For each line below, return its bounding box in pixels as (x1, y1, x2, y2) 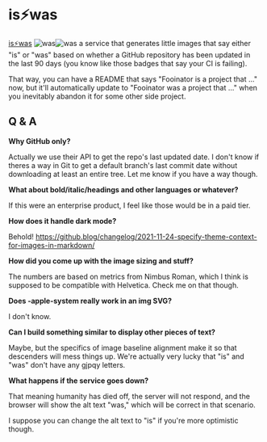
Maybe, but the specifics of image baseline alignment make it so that (8, 343, 237, 352)
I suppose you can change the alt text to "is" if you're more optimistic (8, 415, 239, 425)
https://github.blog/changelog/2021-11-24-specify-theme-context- (35, 231, 257, 242)
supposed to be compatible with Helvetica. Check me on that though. (8, 280, 240, 290)
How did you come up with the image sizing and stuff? (8, 255, 194, 266)
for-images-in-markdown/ (8, 240, 95, 250)
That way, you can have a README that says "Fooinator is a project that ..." (8, 74, 258, 84)
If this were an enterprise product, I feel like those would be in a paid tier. (8, 200, 251, 210)
